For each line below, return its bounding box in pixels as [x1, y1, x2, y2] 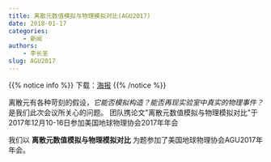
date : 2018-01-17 [8, 19, 67, 28]
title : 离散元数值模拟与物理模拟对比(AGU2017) [8, 11, 151, 20]
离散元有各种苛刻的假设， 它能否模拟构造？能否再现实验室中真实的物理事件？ [8, 97, 264, 107]
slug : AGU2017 [8, 58, 57, 66]
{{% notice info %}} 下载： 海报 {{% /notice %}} [8, 80, 167, 90]
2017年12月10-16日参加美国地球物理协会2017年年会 [8, 117, 179, 127]
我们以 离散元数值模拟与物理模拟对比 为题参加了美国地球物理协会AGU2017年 [8, 134, 263, 144]
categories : [8, 27, 49, 35]
